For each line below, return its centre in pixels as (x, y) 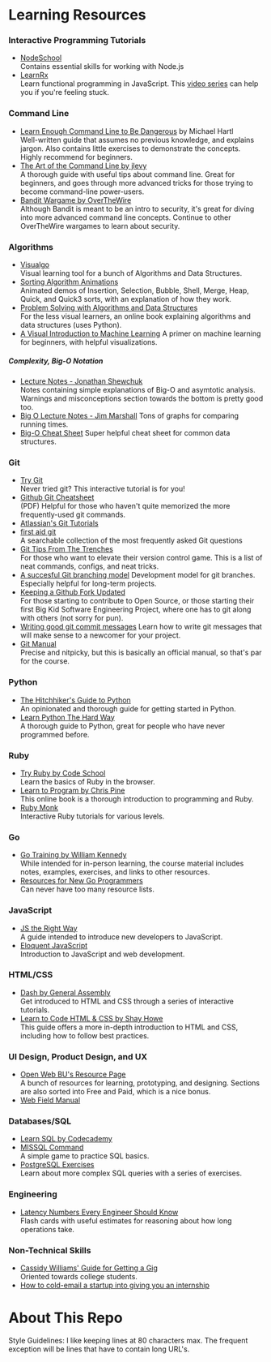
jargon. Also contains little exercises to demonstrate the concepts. (130, 148)
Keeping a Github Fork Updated (72, 592)
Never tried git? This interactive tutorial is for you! (103, 489)
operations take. (47, 1229)
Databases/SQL (40, 1121)
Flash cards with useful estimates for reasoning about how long (126, 1220)
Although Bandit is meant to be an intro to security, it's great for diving (137, 208)
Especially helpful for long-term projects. (88, 584)
